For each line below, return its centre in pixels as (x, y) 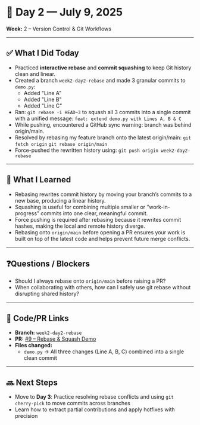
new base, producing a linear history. (60, 200)
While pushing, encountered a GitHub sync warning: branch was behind (103, 124)
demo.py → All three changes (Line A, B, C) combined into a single (104, 351)
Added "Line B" (43, 99)
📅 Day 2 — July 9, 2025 (65, 12)
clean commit (40, 358)
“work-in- (159, 207)
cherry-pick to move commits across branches (73, 403)
